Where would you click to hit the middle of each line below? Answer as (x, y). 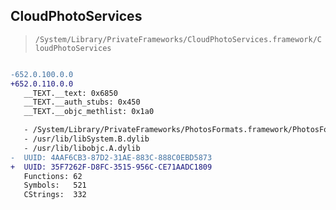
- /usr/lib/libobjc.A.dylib (82, 148)
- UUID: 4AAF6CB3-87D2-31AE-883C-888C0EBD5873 (111, 157)
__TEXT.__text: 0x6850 (70, 93)
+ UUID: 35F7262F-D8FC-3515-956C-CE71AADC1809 (111, 167)
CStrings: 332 (55, 195)
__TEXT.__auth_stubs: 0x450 (82, 102)
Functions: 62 (53, 176)
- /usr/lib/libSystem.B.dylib (86, 139)
